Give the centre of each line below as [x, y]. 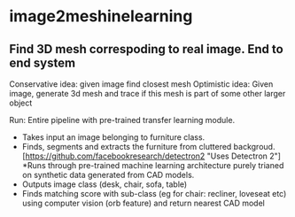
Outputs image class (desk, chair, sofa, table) [105, 184]
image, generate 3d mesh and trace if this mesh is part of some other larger [147, 93]
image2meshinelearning [101, 16]
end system [43, 62]
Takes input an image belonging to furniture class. [113, 137]
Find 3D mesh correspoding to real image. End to [146, 49]
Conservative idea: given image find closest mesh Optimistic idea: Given [141, 84]
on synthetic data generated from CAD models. [108, 175]
